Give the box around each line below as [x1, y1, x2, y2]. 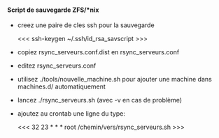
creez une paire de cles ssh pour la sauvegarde [17, 21, 155, 29]
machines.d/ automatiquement [17, 82, 106, 91]
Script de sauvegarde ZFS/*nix [7, 6, 99, 14]
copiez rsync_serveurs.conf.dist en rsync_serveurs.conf [17, 48, 180, 56]
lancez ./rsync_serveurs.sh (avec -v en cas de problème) [17, 96, 183, 105]
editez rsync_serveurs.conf [17, 61, 97, 70]
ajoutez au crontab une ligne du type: [17, 109, 126, 118]
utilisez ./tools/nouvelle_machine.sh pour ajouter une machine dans [17, 75, 212, 84]
